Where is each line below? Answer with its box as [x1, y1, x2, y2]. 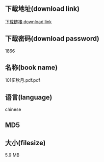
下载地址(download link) [5, 4, 80, 13]
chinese [5, 106, 21, 112]
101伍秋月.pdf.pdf [5, 77, 41, 83]
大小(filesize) [5, 139, 46, 147]
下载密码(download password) [5, 34, 100, 43]
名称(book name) [5, 64, 58, 72]
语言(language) [5, 93, 52, 101]
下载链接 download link [5, 19, 52, 25]
